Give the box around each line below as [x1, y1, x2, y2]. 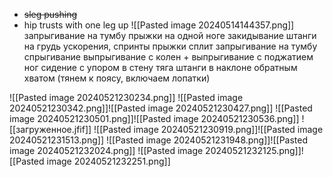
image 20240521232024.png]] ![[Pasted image [9, 145, 204, 156]
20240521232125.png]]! [205, 145, 304, 156]
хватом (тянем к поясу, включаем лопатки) [23, 72, 211, 84]
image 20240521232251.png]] [46, 155, 171, 167]
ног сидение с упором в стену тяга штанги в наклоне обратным [23, 62, 298, 73]
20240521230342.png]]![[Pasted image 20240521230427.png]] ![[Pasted [9, 102, 313, 114]
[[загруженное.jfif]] [9, 124, 92, 135]
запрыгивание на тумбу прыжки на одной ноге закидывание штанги [23, 30, 317, 41]
